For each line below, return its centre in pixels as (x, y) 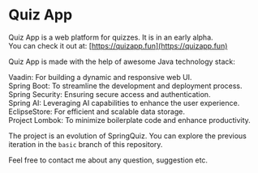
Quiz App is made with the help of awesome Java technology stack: (122, 61)
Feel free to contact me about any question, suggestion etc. (108, 160)
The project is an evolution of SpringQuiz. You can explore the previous (128, 136)
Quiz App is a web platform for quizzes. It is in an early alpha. (111, 37)
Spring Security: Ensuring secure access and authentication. (110, 94)
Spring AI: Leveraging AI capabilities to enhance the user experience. (124, 103)
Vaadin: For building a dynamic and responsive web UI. (100, 77)
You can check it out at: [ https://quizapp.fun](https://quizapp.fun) (118, 45)
